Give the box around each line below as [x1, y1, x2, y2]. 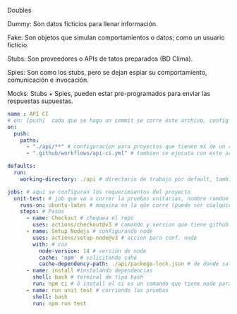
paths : [20, 137, 39, 144]
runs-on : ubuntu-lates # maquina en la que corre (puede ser [20, 201, 203, 209]
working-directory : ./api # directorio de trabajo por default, [20, 176, 213, 183]
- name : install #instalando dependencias [25, 267, 153, 274]
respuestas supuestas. [7, 97, 73, 105]
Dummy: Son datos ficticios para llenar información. [7, 20, 158, 28]
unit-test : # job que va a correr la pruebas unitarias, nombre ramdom [13, 195, 229, 202]
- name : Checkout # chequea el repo [25, 215, 134, 222]
